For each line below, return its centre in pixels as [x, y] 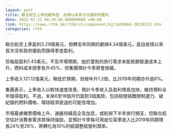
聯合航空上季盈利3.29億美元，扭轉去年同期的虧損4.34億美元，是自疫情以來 [84, 44]
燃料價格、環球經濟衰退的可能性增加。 [59, 102]
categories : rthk [24, 29]
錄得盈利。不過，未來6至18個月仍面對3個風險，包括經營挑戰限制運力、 [84, 96]
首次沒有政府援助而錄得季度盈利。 [41, 51]
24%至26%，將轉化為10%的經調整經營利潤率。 [60, 126]
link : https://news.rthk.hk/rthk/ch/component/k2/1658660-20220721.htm [83, 24]
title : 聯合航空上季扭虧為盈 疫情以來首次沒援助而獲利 [57, 15]
